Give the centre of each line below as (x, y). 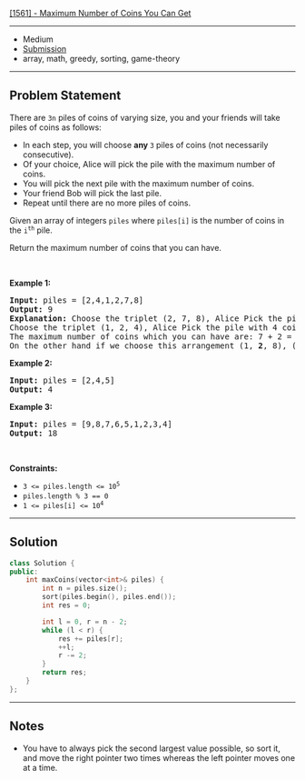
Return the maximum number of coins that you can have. (116, 247)
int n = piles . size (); (85, 589)
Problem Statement (65, 96)
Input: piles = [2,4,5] (62, 380)
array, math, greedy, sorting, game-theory (101, 59)
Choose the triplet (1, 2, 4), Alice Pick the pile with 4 (144, 327)
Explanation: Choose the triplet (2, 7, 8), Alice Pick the (146, 318)
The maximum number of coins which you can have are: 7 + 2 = (151, 336)
